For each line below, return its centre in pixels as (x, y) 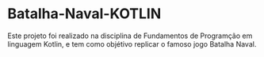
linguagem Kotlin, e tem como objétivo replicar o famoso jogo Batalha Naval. (132, 44)
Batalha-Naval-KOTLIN (84, 14)
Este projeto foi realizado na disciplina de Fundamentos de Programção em (130, 36)
